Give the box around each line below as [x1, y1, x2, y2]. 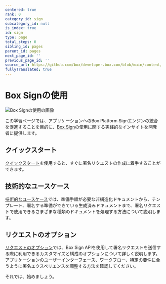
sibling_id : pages [5, 44, 43, 49]
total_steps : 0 [5, 40, 37, 45]
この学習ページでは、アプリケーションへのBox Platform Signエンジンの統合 [5, 117, 158, 124]
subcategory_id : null [5, 21, 50, 26]
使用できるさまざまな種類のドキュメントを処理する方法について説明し [13, 208, 157, 214]
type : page [5, 35, 28, 40]
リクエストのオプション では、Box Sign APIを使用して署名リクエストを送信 [5, 244, 157, 250]
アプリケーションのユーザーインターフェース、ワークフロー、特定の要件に [5, 257, 156, 263]
